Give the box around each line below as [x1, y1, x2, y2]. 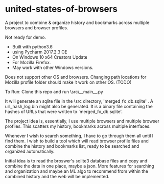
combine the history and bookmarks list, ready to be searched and [5, 143, 140, 149]
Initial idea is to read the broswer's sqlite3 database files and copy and [5, 158, 148, 163]
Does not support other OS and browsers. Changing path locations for [5, 74, 147, 80]
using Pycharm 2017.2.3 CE [12, 49, 68, 55]
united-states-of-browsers [5, 3, 117, 15]
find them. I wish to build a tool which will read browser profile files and [5, 138, 149, 144]
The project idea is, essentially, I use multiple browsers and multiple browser [5, 118, 160, 124]
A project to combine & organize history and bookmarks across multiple [5, 20, 150, 25]
